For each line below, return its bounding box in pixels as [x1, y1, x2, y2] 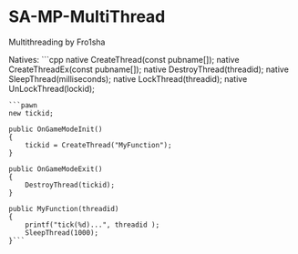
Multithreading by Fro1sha [8, 36, 106, 47]
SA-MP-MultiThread [8, 6, 166, 27]
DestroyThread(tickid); [25, 180, 116, 189]
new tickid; [8, 108, 54, 117]
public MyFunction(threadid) [8, 204, 119, 213]
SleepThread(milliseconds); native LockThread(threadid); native [8, 73, 248, 84]
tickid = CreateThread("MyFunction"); [25, 140, 172, 149]
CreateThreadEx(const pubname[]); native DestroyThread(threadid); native [8, 64, 289, 75]
